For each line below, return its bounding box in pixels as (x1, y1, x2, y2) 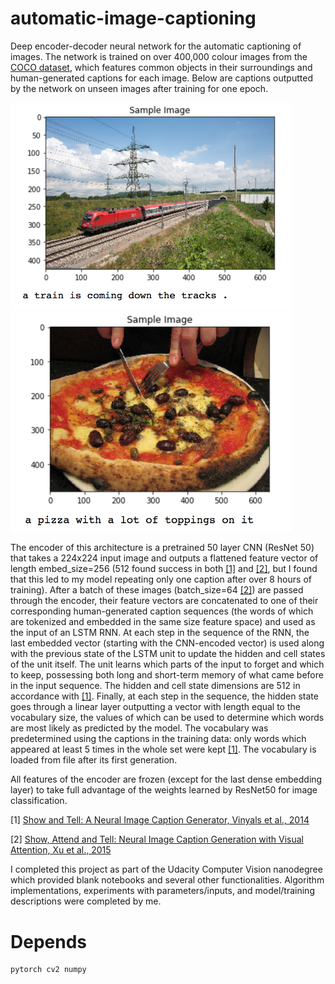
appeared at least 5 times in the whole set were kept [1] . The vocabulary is (10, 743, 317, 756)
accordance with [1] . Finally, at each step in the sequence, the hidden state (10, 690, 319, 702)
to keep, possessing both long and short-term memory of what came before (10, 669, 324, 681)
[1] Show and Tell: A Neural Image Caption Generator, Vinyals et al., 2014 (10, 814, 310, 826)
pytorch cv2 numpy (10, 965, 87, 975)
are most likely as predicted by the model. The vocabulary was (10, 722, 269, 734)
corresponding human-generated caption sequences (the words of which (10, 605, 314, 617)
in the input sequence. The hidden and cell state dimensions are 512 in (10, 680, 301, 692)
